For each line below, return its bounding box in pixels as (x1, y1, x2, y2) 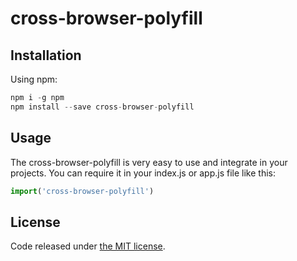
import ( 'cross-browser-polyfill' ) (10, 186, 155, 196)
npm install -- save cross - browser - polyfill (10, 102, 195, 112)
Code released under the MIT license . (10, 240, 166, 252)
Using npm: (10, 73, 58, 85)
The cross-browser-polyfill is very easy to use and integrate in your (10, 156, 288, 168)
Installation (10, 47, 82, 64)
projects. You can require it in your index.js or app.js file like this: (10, 167, 276, 179)
